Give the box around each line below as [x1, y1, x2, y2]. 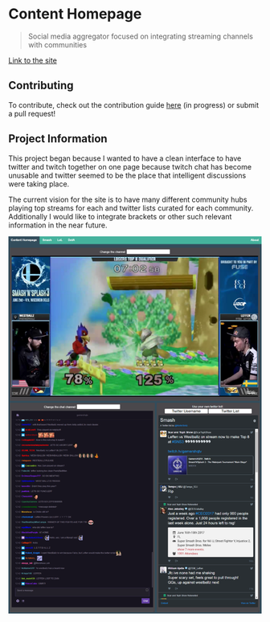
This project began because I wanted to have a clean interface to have [8, 153, 242, 163]
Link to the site [8, 55, 58, 65]
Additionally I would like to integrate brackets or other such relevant [8, 211, 232, 221]
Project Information [8, 132, 108, 145]
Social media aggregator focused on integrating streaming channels [27, 31, 253, 41]
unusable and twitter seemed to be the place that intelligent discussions [8, 170, 247, 180]
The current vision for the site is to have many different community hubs [8, 194, 247, 204]
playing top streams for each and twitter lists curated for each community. [8, 203, 254, 213]
